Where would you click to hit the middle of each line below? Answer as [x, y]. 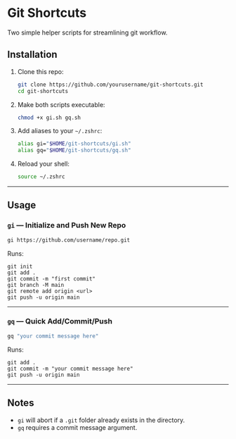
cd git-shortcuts [43, 91]
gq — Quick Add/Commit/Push [60, 321]
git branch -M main [36, 285]
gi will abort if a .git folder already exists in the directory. [101, 420]
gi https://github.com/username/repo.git [69, 240]
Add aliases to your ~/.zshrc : [60, 131]
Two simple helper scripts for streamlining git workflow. [87, 32]
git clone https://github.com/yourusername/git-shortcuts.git [110, 85]
